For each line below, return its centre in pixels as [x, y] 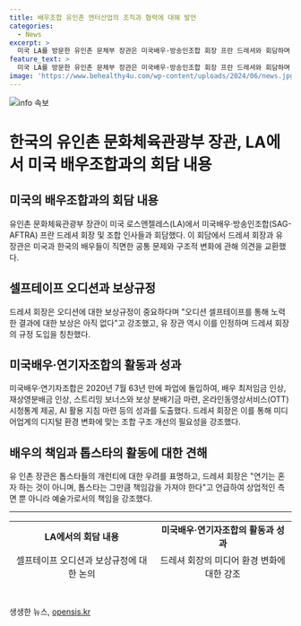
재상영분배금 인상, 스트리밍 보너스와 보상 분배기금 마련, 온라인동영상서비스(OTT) [149, 399]
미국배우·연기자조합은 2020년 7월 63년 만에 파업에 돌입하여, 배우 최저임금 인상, [148, 388]
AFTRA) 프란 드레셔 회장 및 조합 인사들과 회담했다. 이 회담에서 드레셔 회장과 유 [146, 235]
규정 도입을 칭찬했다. [55, 334]
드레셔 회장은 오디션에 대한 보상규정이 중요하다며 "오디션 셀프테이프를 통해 [139, 311]
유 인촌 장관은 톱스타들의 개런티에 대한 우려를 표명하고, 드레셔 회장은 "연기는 [142, 476]
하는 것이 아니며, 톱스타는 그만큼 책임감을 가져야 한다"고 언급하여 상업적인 [147, 487]
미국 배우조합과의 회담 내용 [120, 165]
